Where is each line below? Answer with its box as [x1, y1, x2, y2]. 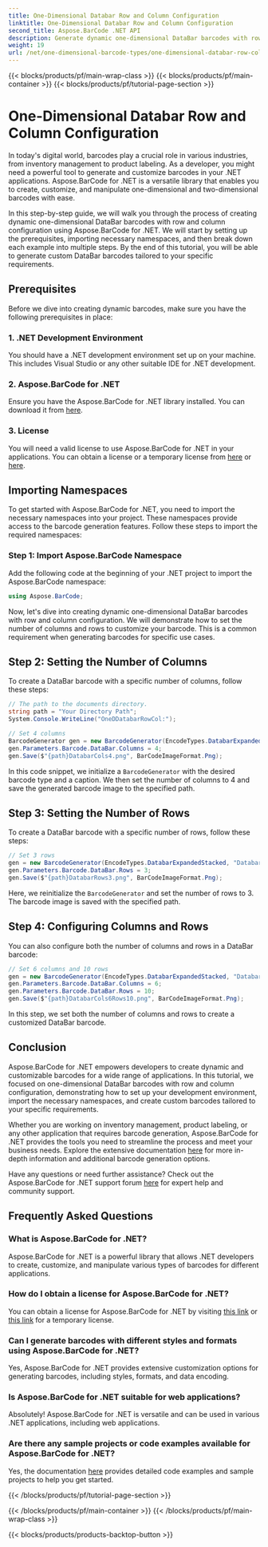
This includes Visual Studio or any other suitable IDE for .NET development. [8, 359, 256, 368]
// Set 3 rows [8, 851, 56, 859]
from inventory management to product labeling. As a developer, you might [8, 159, 255, 169]
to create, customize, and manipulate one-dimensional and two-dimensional [8, 184, 258, 194]
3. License [8, 425, 49, 436]
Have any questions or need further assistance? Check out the [8, 1169, 214, 1179]
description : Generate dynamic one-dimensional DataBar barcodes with [8, 34, 248, 42]
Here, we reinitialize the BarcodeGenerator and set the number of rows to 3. [8, 888, 254, 898]
